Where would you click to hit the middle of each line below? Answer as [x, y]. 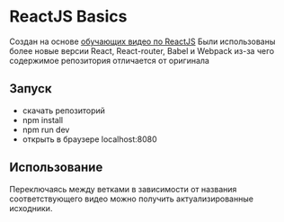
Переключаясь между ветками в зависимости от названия [123, 189]
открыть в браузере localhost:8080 [89, 139]
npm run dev [46, 129]
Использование [56, 168]
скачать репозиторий [64, 111]
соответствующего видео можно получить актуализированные [132, 199]
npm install [43, 120]
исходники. [31, 208]
